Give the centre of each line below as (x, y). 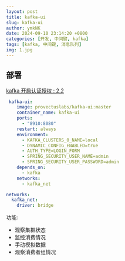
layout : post (22, 11)
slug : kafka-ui (25, 22)
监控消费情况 (30, 237)
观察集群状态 (30, 230)
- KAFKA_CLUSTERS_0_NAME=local (60, 140)
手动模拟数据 (30, 245)
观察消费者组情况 (35, 252)
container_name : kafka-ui (48, 113)
